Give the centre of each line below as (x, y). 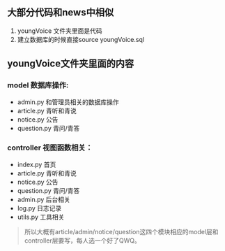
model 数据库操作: (38, 85)
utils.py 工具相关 (41, 217)
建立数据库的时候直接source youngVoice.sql (81, 39)
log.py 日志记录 (39, 208)
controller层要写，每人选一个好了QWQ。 (82, 241)
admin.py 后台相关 (44, 199)
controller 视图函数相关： (50, 148)
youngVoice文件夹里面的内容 (71, 64)
